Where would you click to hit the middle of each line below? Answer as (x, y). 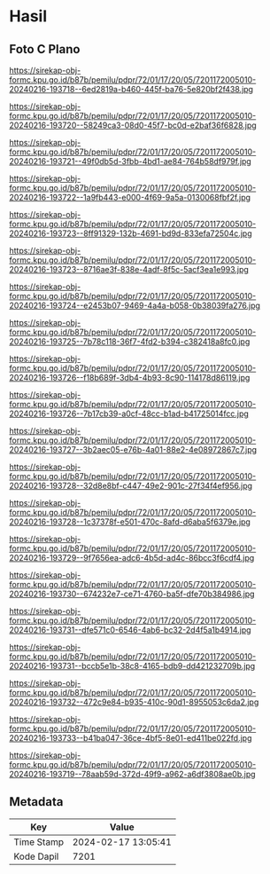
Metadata (36, 802)
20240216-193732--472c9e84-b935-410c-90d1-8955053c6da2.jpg (134, 702)
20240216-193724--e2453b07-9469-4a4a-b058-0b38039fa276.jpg (135, 305)
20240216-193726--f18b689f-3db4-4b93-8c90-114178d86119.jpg (130, 378)
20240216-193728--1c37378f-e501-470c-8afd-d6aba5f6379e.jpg (130, 522)
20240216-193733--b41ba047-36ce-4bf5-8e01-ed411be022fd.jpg (131, 738)
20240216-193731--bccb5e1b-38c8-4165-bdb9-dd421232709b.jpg (132, 666)
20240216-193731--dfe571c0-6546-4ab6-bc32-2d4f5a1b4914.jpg (130, 630)
